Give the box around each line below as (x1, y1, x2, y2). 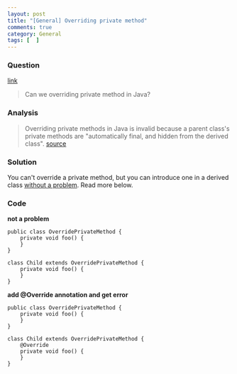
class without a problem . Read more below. (7, 181, 133, 189)
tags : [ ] (7, 37, 40, 44)
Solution (7, 157, 38, 167)
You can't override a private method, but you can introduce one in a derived (7, 173, 229, 182)
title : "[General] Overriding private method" (7, 17, 148, 24)
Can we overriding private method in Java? (24, 90, 151, 99)
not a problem (7, 215, 50, 223)
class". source (24, 139, 67, 148)
